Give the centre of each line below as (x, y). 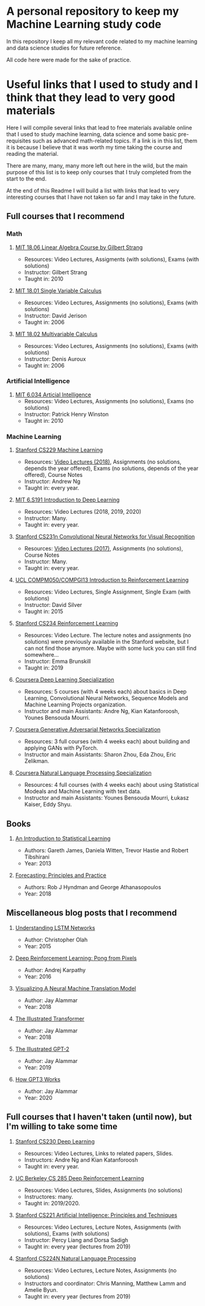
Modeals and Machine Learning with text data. (83, 791)
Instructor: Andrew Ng (52, 481)
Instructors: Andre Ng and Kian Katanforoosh (81, 1160)
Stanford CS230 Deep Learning (55, 1141)
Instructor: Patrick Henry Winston (66, 414)
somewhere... (42, 655)
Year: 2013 (38, 863)
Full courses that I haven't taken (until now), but (99, 1117)
